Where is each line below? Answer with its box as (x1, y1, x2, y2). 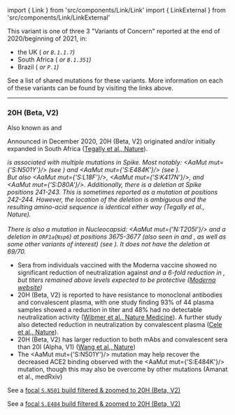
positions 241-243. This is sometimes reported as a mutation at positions (7, 188, 218, 197)
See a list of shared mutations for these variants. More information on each (7, 76, 224, 85)
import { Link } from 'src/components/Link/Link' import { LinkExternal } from (7, 6, 226, 14)
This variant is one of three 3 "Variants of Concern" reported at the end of (7, 27, 220, 35)
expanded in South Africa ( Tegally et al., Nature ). (7, 145, 148, 153)
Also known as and (7, 124, 62, 132)
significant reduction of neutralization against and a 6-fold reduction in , (17, 269, 225, 277)
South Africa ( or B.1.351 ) (17, 55, 92, 64)
